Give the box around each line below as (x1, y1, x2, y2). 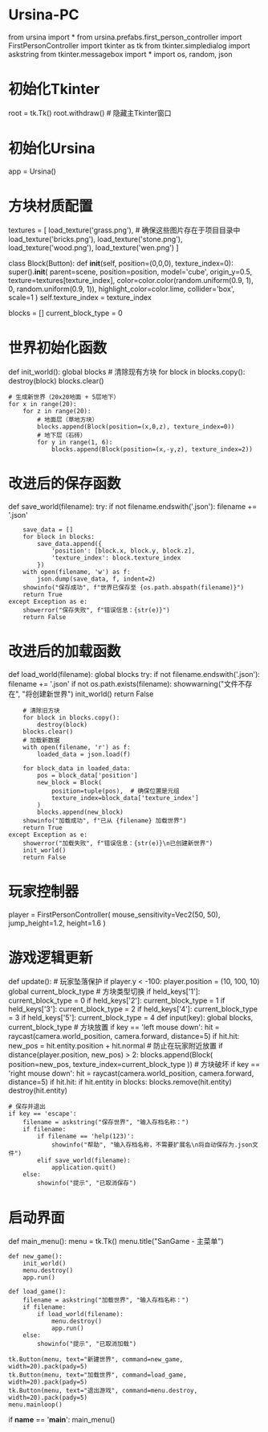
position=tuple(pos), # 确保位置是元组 (51, 786, 180, 795)
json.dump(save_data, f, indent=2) (37, 575, 156, 583)
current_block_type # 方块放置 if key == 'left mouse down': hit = (8, 1023, 220, 1032)
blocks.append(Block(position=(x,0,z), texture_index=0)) (37, 422, 235, 431)
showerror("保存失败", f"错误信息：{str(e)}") (22, 605, 170, 614)
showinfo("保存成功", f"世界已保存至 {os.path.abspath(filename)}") (22, 583, 245, 592)
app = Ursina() (8, 166, 56, 176)
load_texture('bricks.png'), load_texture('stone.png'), (8, 234, 183, 244)
